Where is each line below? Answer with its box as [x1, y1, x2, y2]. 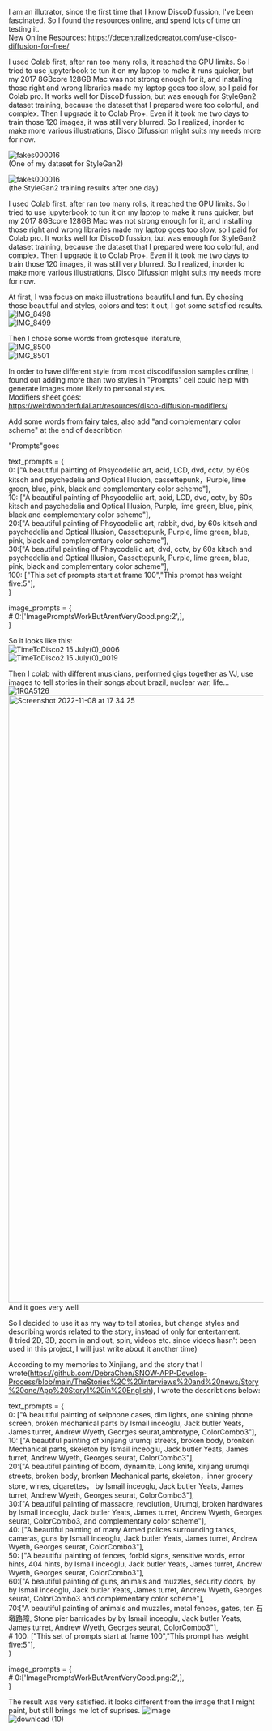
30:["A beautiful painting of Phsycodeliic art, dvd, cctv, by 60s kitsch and [8, 545, 253, 553]
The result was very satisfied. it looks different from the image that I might [8, 1697, 255, 1707]
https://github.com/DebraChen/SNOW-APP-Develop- [29, 1369, 208, 1378]
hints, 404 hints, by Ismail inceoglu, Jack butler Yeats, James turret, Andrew [8, 1559, 263, 1569]
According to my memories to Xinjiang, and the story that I [8, 1360, 203, 1369]
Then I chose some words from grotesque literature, [8, 334, 182, 343]
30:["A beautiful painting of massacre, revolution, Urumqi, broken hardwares [8, 1499, 263, 1508]
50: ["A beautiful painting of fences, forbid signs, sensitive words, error [8, 1551, 245, 1560]
